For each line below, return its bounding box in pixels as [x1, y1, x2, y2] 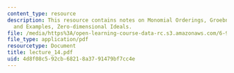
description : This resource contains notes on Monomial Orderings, [7, 17, 208, 24]
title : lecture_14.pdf [7, 49, 73, 56]
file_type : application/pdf [7, 36, 89, 43]
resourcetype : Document [7, 42, 77, 49]
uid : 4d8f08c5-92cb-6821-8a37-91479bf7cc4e [7, 56, 136, 63]
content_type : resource [7, 10, 77, 17]
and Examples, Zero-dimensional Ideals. [13, 23, 132, 30]
